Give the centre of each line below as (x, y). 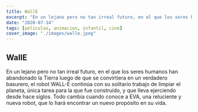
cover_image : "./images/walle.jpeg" (51, 34)
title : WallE (22, 11)
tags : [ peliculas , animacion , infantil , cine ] (64, 28)
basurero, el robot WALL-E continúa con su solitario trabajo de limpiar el (93, 84)
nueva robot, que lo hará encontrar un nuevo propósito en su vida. (86, 103)
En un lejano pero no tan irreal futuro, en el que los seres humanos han (92, 71)
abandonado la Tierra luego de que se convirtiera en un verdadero (87, 78)
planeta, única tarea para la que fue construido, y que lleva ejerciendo (91, 90)
